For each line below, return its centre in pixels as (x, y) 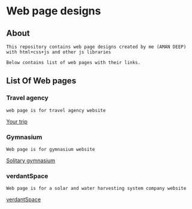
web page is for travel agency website (56, 110)
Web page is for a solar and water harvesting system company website (96, 189)
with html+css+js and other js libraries (59, 52)
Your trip (17, 122)
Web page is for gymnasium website (51, 149)
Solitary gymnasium (31, 160)
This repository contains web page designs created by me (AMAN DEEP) (96, 47)
